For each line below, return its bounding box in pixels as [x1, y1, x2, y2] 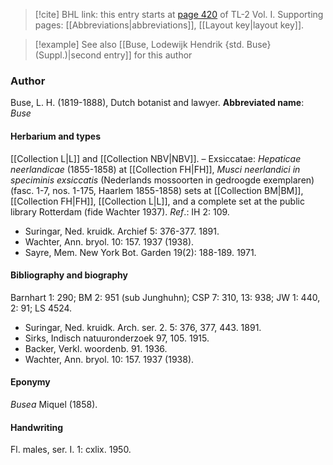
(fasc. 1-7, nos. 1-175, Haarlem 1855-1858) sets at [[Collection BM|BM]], [10, 184, 304, 196]
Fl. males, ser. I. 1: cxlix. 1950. [10, 444, 132, 456]
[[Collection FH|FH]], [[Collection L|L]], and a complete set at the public [10, 195, 305, 207]
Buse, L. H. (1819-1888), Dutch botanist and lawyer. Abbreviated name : [10, 97, 305, 109]
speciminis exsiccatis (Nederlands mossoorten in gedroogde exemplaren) [10, 174, 315, 186]
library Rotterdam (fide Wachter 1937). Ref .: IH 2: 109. [10, 205, 230, 218]
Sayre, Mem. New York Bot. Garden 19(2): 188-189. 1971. [24, 246, 257, 258]
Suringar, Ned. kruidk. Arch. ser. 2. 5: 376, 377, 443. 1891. [24, 321, 262, 333]
